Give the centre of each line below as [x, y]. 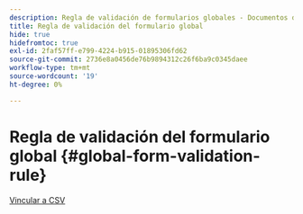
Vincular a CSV [37, 200]
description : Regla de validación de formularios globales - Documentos [149, 18]
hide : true [30, 34]
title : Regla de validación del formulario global [106, 26]
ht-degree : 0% [36, 85]
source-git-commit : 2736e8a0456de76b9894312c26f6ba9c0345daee [129, 59]
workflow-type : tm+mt [50, 68]
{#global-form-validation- [160, 156]
